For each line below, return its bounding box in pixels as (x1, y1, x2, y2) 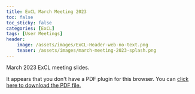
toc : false (6, 14, 33, 20)
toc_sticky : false (6, 20, 52, 26)
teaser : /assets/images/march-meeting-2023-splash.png (17, 48, 157, 54)
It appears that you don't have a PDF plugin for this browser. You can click (6, 75, 189, 82)
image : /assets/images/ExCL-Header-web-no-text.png (17, 42, 148, 48)
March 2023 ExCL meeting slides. (6, 64, 90, 71)
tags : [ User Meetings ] (6, 31, 63, 37)
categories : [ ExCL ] (6, 25, 55, 32)
